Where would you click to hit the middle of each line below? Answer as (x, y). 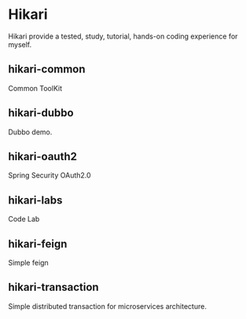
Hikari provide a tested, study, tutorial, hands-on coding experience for (123, 36)
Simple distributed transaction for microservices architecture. (107, 306)
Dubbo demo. (30, 132)
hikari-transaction (54, 287)
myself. (20, 44)
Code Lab (24, 219)
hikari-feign (38, 244)
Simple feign (28, 262)
